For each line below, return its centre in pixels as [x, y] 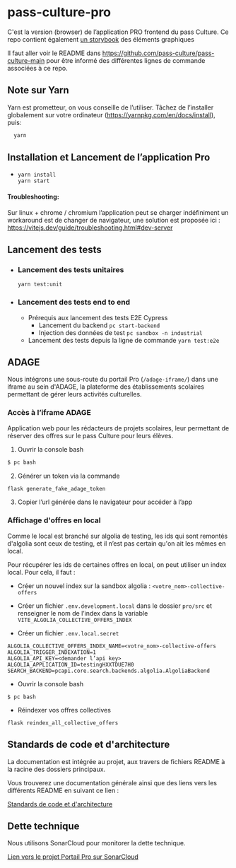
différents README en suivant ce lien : [63, 790]
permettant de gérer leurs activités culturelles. [75, 394]
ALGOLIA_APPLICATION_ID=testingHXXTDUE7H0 [71, 664]
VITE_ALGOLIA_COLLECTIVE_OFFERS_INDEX [75, 620]
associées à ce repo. [38, 68]
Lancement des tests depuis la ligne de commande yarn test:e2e [124, 340]
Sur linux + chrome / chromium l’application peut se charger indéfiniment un [118, 212]
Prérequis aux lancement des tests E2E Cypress [98, 317]
